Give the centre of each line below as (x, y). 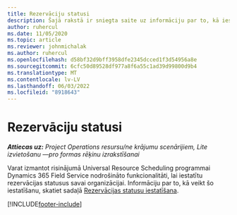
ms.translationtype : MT (42, 73)
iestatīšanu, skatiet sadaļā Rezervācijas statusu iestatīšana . (93, 190)
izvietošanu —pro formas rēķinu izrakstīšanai (73, 154)
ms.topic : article (34, 40)
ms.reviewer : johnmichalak (47, 47)
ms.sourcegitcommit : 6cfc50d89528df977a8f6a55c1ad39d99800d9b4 (102, 66)
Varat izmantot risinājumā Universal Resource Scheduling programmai (109, 168)
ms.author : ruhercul (38, 54)
